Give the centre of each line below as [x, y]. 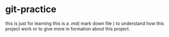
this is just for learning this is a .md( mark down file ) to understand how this [84, 23]
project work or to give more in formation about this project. [68, 28]
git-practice [31, 9]
